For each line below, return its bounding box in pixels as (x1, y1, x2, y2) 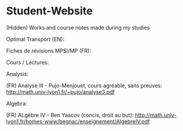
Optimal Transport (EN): (6, 35, 64, 42)
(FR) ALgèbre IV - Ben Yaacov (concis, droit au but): (6, 111, 134, 118)
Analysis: (6, 70, 29, 77)
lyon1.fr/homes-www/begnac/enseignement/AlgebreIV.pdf (6, 118, 150, 125)
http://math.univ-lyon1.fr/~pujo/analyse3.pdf (6, 88, 115, 95)
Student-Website (6, 4, 93, 18)
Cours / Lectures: (6, 59, 49, 66)
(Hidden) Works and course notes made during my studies (6, 24, 150, 31)
